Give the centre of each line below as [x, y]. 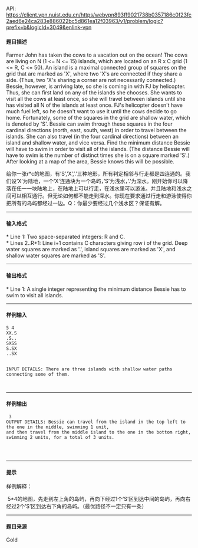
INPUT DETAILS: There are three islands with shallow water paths [89, 369]
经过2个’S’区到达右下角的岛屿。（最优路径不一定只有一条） [77, 506]
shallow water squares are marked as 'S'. [56, 255]
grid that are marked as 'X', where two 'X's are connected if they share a [94, 74]
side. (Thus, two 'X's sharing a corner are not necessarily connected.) [91, 80]
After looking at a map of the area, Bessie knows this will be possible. [90, 162]
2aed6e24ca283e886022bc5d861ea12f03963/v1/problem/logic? [85, 21]
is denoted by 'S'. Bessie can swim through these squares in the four [89, 124]
